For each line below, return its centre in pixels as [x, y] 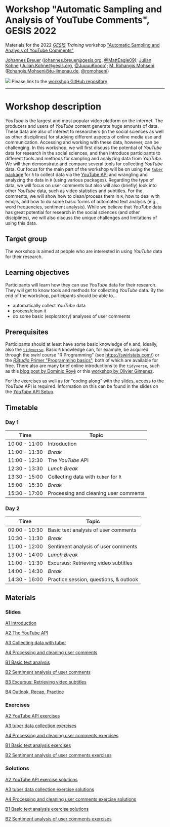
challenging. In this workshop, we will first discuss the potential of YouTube [83, 148]
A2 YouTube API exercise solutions [41, 779]
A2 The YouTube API [27, 633]
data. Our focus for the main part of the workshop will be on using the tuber [84, 169]
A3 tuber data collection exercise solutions [50, 789]
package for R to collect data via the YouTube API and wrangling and [76, 174]
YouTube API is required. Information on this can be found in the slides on [82, 386]
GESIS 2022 [31, 31]
